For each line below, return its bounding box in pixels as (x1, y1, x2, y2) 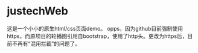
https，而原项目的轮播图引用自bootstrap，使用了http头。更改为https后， (7, 32, 188, 40)
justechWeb (7, 4, 68, 18)
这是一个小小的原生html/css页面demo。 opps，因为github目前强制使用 (7, 25, 184, 32)
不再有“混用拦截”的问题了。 (11, 40, 81, 47)
